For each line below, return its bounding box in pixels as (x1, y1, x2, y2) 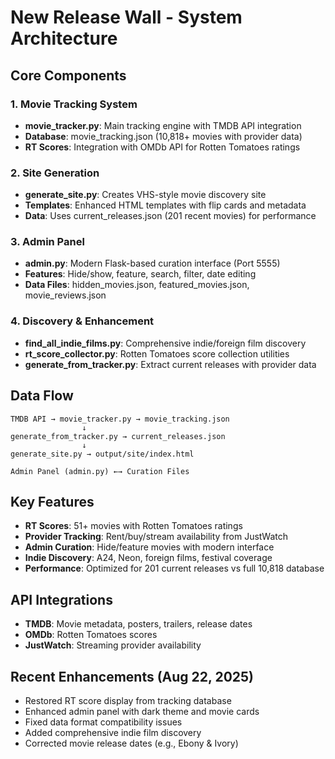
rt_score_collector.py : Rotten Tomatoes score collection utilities (24, 347, 290, 360)
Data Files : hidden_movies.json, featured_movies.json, (24, 279, 250, 291)
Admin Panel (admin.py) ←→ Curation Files (10, 466, 190, 476)
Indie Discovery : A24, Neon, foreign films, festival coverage (24, 552, 273, 564)
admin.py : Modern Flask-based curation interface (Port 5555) (24, 257, 281, 270)
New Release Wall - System (10, 6, 243, 29)
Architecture (10, 27, 118, 50)
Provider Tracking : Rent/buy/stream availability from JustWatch (24, 531, 288, 543)
